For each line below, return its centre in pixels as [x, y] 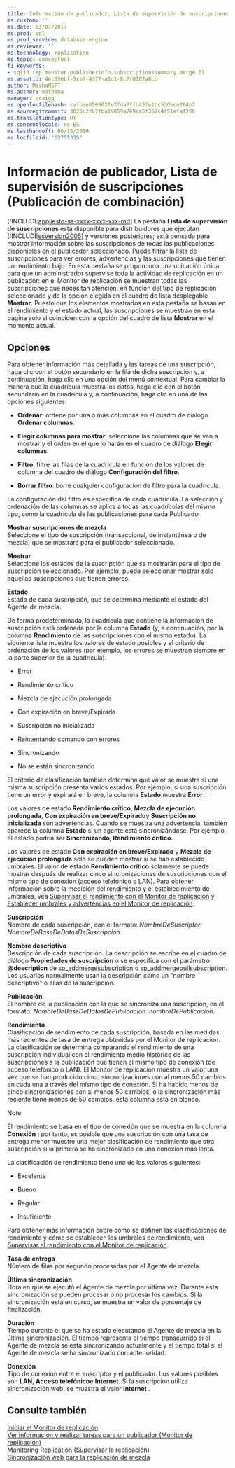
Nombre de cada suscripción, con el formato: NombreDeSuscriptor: [105, 925]
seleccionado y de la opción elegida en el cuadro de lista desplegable [108, 296]
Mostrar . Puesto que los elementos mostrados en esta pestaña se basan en [116, 303]
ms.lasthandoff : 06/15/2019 [48, 131]
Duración [21, 1323]
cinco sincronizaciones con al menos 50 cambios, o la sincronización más [114, 1092]
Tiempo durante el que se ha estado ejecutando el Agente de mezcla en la [114, 1330]
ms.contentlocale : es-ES [43, 124]
